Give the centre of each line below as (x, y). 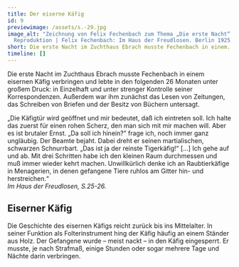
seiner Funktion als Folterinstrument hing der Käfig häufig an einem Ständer (118, 233)
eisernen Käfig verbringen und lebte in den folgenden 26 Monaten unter (113, 81)
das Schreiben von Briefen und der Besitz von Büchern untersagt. (104, 104)
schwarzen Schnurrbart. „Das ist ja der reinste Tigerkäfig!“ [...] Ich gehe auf (118, 148)
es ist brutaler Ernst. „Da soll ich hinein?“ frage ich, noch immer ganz (108, 133)
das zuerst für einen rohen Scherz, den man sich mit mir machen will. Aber (117, 125)
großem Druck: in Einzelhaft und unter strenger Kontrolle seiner (100, 89)
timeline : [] (27, 54)
